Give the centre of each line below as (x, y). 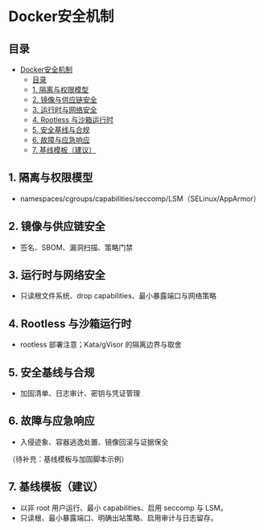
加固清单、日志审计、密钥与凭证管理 (80, 393)
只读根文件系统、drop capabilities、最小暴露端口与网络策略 (118, 296)
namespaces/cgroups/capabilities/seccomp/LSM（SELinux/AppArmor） (140, 199)
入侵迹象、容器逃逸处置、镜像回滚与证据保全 (94, 442)
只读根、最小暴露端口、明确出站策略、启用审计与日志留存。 (119, 518)
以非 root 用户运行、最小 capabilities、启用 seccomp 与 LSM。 (124, 507)
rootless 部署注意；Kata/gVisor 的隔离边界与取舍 (101, 345)
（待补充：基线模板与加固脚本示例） (68, 458)
